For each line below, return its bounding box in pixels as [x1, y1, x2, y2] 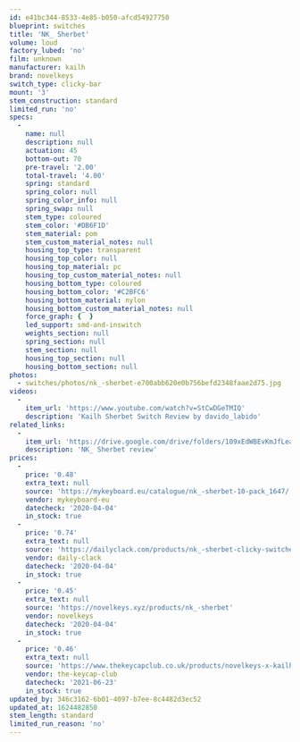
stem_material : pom [25, 229, 98, 238]
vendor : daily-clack [25, 553, 102, 562]
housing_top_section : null [25, 354, 126, 363]
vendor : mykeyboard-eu [25, 495, 110, 504]
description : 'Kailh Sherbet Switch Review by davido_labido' [25, 412, 262, 421]
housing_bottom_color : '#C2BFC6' [25, 287, 150, 296]
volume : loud [9, 38, 58, 47]
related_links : [9, 420, 66, 429]
